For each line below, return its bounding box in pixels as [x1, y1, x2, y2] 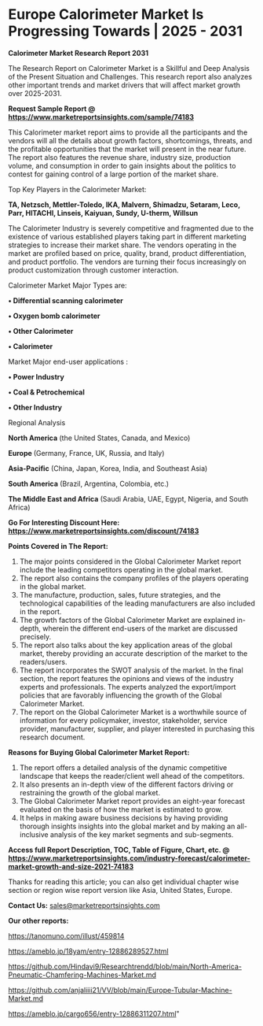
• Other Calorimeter [8, 326, 74, 335]
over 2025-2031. [8, 88, 63, 98]
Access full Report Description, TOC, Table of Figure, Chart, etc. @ [8, 845, 230, 854]
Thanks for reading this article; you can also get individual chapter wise [8, 876, 239, 887]
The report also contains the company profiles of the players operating [19, 573, 249, 583]
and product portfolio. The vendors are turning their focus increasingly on [8, 257, 247, 266]
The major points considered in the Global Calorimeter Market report [19, 557, 242, 566]
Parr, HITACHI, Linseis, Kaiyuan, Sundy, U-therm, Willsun [8, 208, 199, 217]
